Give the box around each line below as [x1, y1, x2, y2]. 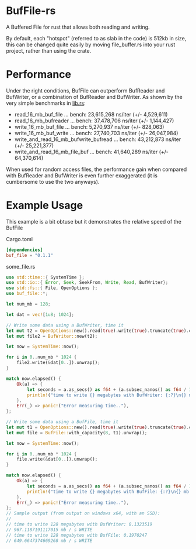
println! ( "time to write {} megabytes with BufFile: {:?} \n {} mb [27, 489, 190, 495]
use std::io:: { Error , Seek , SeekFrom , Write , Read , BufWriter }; [6, 280, 169, 286]
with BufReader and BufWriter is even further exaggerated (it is [6, 171, 157, 179]
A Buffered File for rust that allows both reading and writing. [6, 23, 150, 30]
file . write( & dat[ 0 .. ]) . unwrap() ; [16, 457, 98, 462]
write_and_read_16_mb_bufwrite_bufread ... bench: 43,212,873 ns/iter [14, 136, 181, 143]
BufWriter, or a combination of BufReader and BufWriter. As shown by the [6, 93, 183, 100]
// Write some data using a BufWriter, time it [6, 322, 124, 328]
